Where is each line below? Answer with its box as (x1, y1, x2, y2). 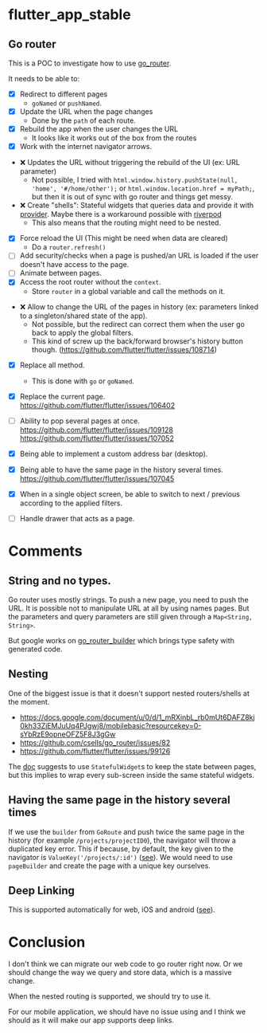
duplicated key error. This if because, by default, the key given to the (8, 843, 234, 854)
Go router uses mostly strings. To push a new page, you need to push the (8, 595, 249, 604)
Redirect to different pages (19, 89, 108, 99)
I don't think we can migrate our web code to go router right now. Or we (8, 959, 243, 969)
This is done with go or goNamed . (31, 376, 135, 386)
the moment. (8, 697, 50, 706)
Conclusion (8, 933, 86, 951)
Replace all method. (19, 360, 85, 370)
